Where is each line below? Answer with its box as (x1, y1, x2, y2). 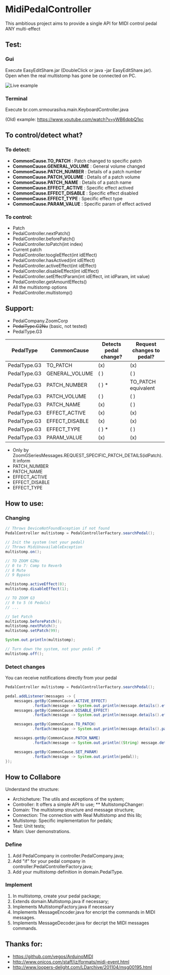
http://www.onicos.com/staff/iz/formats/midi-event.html (12, 959, 130, 965)
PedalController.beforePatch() (12, 236, 75, 242)
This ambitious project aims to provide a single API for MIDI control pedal (5, 20, 157, 26)
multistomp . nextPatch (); (5, 623, 58, 629)
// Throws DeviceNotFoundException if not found (5, 526, 110, 531)
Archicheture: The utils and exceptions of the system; (12, 796, 124, 802)
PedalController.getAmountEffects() (12, 279, 87, 285)
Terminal (5, 95, 28, 102)
